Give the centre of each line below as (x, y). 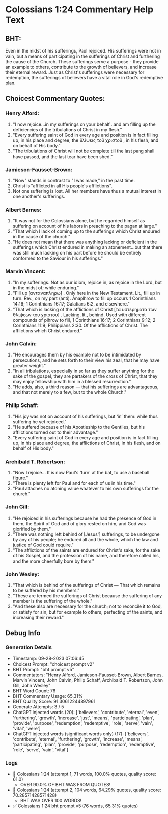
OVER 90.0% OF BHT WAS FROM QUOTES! (65, 785)
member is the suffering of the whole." (52, 601)
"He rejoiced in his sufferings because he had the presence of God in (85, 518)
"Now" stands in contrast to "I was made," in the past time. (74, 180)
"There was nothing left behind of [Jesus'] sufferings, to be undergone (86, 534)
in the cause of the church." (41, 237)
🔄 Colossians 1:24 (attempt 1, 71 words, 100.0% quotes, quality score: (84, 774)
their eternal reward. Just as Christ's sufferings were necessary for (75, 72)
